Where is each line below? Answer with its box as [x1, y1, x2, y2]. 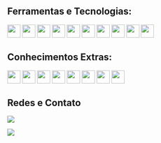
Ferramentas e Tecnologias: [7, 6, 132, 17]
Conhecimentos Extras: [7, 52, 113, 63]
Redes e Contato [7, 97, 81, 109]
